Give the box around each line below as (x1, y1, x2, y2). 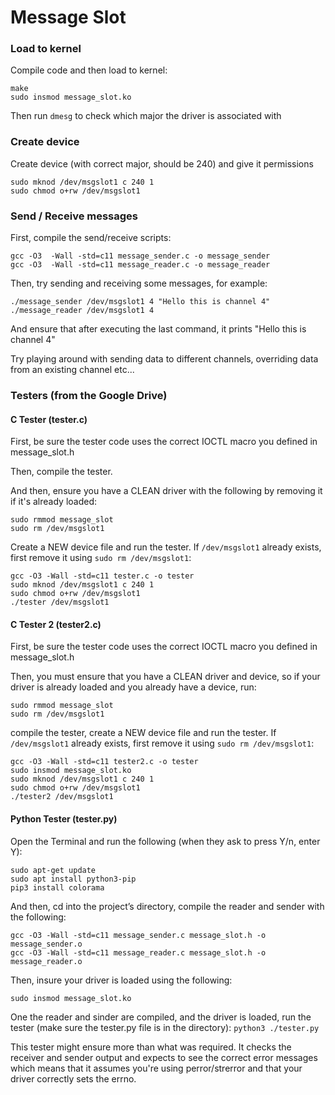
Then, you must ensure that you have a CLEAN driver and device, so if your (10, 671, 321, 683)
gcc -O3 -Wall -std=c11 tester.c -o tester (10, 571, 195, 581)
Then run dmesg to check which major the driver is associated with (10, 110, 282, 122)
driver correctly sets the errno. (10, 1072, 137, 1085)
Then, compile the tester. (10, 466, 113, 478)
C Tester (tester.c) (10, 413, 88, 425)
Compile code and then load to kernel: (10, 64, 168, 76)
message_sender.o (10, 939, 83, 949)
